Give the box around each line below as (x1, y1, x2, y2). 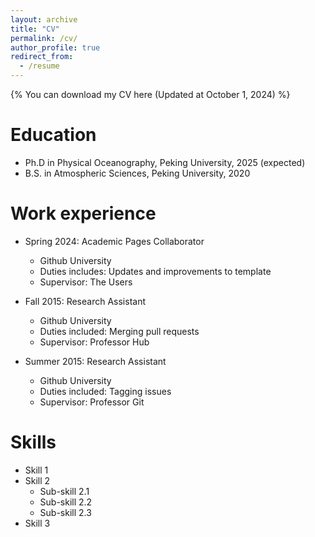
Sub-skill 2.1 (39, 485, 90, 497)
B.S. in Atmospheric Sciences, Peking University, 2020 (24, 167, 251, 179)
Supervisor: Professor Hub (39, 336, 150, 348)
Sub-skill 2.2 (39, 496, 93, 508)
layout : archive (10, 14, 78, 25)
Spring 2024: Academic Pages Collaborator (24, 235, 205, 247)
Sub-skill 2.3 (39, 506, 92, 518)
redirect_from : (10, 52, 74, 62)
